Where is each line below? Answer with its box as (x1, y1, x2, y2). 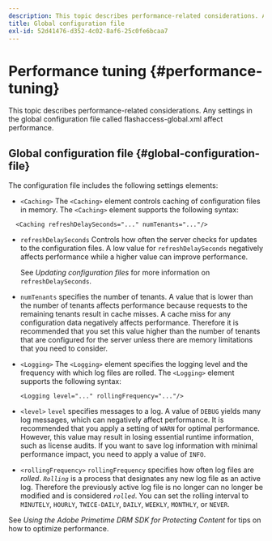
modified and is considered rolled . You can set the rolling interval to (19, 491, 249, 501)
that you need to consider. (19, 343, 108, 353)
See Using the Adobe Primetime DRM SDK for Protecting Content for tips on (8, 515, 261, 525)
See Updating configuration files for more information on (19, 268, 210, 278)
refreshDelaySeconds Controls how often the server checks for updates (19, 235, 257, 245)
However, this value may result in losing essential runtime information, (19, 432, 254, 442)
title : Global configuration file (8, 19, 125, 28)
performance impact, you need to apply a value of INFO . (19, 449, 206, 459)
